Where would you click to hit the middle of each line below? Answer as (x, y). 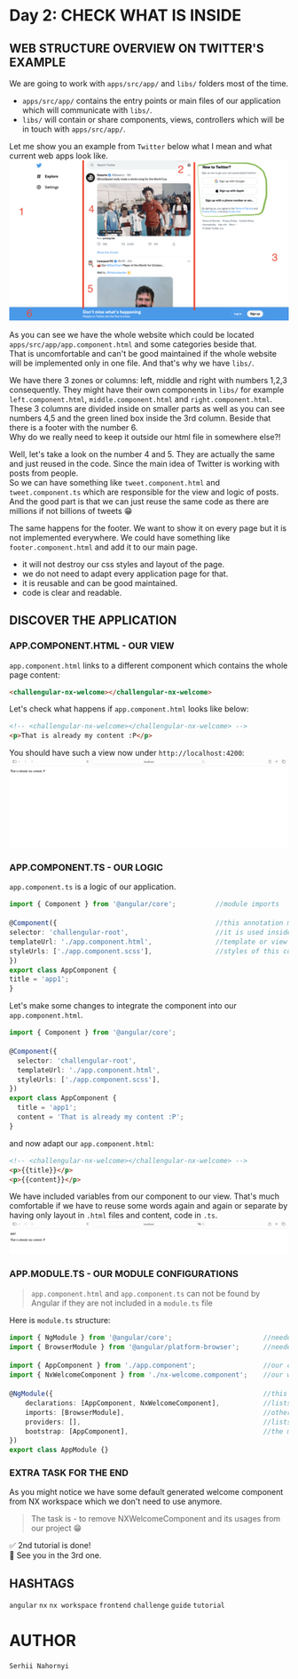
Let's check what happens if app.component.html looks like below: (129, 709)
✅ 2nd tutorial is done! (50, 1546)
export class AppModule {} (59, 1450)
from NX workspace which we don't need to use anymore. (116, 1502)
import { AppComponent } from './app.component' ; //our (146, 1366)
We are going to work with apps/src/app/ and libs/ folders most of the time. (149, 84)
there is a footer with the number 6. (74, 427)
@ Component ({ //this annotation (146, 923)
